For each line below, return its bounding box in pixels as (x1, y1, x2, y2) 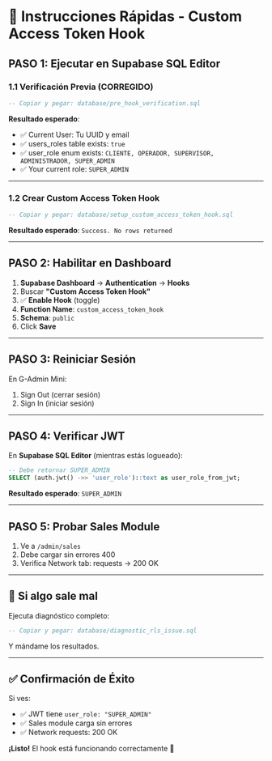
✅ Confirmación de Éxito (8, 672, 135, 686)
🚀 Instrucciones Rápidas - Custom (8, 7, 243, 26)
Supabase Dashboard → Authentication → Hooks (19, 278, 190, 287)
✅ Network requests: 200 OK (19, 728, 118, 738)
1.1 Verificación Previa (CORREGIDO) (8, 81, 154, 92)
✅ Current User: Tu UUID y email (19, 130, 130, 139)
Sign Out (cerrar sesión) (19, 389, 101, 399)
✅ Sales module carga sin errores (19, 718, 133, 728)
